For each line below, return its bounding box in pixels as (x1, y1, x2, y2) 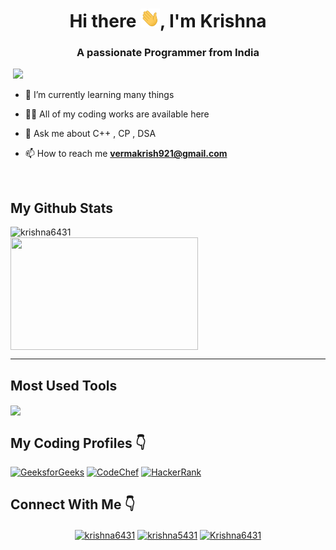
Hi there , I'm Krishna (69, 10, 267, 33)
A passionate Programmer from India (76, 46, 260, 60)
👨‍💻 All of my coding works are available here (24, 108, 210, 120)
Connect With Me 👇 (10, 496, 136, 513)
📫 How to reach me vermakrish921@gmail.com (24, 148, 228, 160)
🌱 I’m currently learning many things (24, 89, 175, 101)
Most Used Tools (10, 377, 118, 394)
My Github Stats (10, 199, 113, 217)
